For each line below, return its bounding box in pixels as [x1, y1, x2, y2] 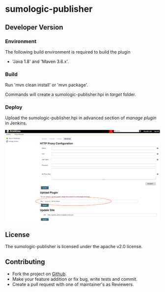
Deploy [5, 104, 23, 111]
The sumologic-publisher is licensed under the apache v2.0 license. [5, 244, 143, 250]
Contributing [5, 258, 45, 266]
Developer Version [5, 23, 63, 32]
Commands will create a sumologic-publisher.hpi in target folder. [5, 92, 137, 97]
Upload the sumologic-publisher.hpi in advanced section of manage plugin [5, 115, 157, 121]
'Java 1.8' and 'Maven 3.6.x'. [12, 58, 69, 65]
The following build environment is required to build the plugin [5, 49, 131, 55]
